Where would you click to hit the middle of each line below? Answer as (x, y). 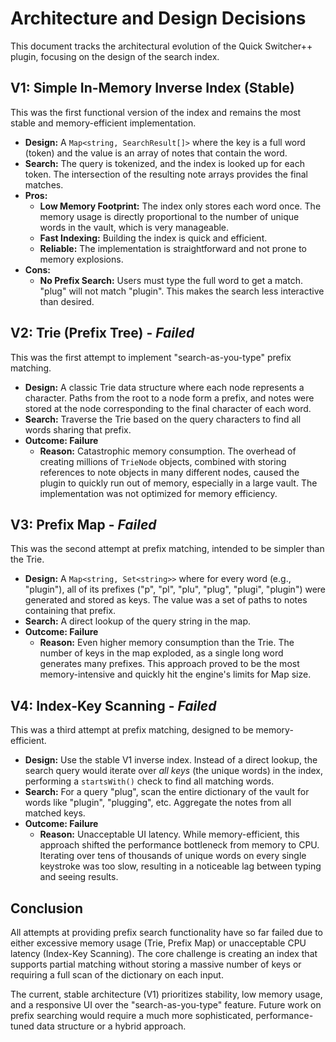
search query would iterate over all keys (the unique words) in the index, (174, 771)
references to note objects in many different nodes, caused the (169, 472)
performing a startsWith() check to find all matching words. (149, 781)
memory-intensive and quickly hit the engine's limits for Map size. (175, 674)
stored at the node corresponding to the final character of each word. (168, 408)
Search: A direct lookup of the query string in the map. (138, 621)
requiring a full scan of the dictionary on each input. (117, 975)
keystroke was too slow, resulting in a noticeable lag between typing (180, 866)
